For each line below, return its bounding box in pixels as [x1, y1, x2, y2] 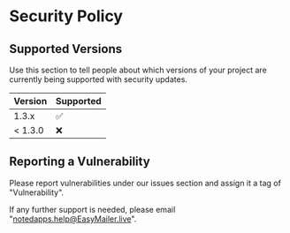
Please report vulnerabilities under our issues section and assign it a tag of [9, 177, 281, 188]
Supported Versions [9, 41, 122, 56]
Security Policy [9, 6, 124, 26]
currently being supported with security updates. [9, 74, 188, 85]
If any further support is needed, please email [9, 204, 176, 214]
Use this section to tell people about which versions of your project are [9, 64, 267, 75]
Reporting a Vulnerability [9, 154, 150, 169]
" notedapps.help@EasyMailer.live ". [9, 214, 137, 224]
